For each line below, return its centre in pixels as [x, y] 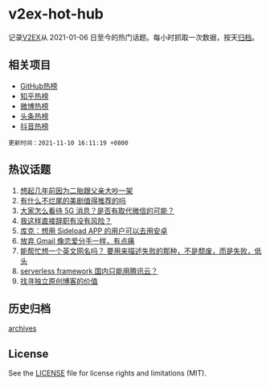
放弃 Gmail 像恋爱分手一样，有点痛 [77, 240]
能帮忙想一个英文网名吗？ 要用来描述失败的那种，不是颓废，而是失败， [137, 251]
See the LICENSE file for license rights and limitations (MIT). [108, 373]
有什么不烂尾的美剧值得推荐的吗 [73, 200]
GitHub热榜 [39, 86]
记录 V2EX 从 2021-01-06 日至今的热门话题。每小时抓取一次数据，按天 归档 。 [134, 37]
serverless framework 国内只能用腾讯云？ [89, 271]
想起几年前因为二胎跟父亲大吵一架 [76, 191]
